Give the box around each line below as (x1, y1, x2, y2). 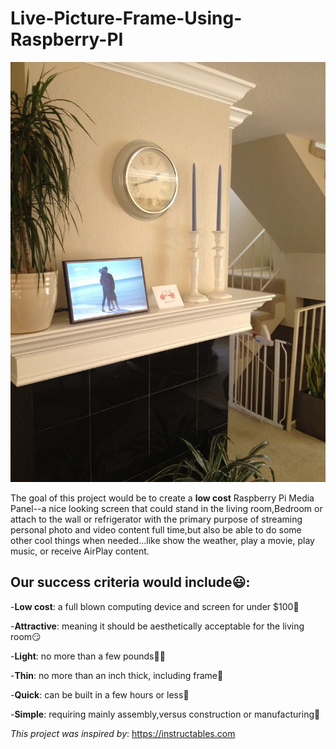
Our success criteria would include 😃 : (10, 574, 251, 591)
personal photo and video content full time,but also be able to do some (10, 523, 302, 536)
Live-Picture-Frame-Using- (10, 7, 243, 30)
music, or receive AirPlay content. (10, 545, 150, 557)
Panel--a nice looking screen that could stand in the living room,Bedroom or (10, 502, 323, 514)
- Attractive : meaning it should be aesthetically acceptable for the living (10, 620, 305, 632)
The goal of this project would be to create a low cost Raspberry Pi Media (10, 492, 315, 504)
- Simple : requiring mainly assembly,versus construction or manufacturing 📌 (10, 708, 321, 720)
